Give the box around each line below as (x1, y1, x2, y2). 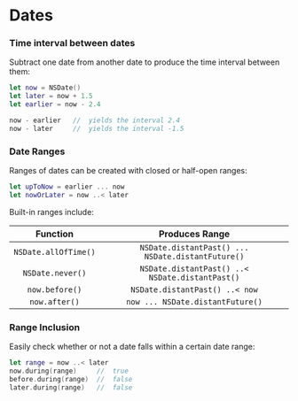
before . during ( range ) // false (9, 374, 133, 383)
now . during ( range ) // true (9, 366, 129, 376)
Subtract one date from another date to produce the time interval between (9, 57, 280, 67)
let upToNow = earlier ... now (9, 182, 125, 191)
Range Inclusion (9, 320, 81, 333)
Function (35, 227, 74, 240)
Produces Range (158, 227, 231, 240)
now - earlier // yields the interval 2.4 (9, 116, 180, 125)
